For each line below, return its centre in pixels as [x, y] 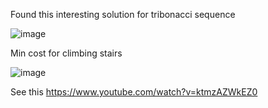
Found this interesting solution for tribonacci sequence [123, 14]
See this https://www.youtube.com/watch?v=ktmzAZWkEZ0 [134, 92]
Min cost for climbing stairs [66, 53]
